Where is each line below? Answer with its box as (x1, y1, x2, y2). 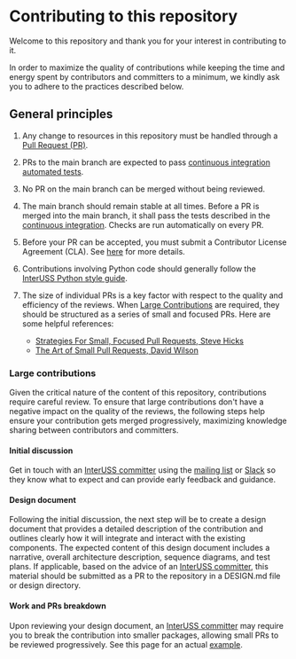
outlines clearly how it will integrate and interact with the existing (9, 533, 246, 544)
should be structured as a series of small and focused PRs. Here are (21, 309, 271, 319)
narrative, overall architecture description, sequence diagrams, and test (9, 552, 270, 562)
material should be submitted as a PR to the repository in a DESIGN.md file (9, 570, 281, 582)
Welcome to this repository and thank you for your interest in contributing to (9, 35, 286, 46)
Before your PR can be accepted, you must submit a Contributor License (21, 237, 287, 247)
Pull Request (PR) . (21, 139, 89, 150)
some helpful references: (21, 318, 114, 329)
